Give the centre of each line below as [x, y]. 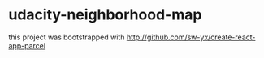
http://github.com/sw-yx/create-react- [191, 37]
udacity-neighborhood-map [105, 15]
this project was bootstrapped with [67, 37]
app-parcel [27, 45]
